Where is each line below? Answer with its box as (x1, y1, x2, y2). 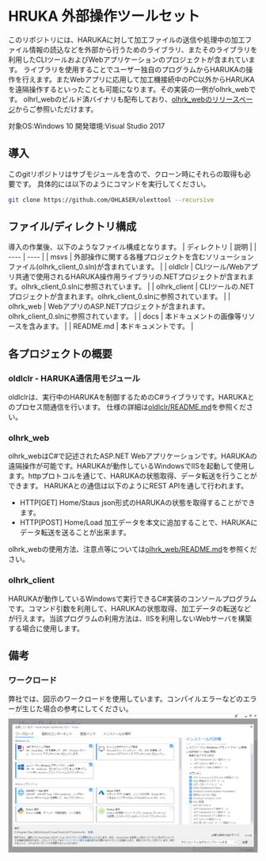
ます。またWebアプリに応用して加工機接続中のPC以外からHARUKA (35, 75, 255, 84)
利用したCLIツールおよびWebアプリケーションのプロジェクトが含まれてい (8, 55, 249, 64)
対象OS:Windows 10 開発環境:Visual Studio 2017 (8, 121, 165, 131)
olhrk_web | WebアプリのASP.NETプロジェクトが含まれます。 (8, 302, 210, 312)
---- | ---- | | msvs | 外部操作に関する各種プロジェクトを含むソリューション (8, 252, 255, 262)
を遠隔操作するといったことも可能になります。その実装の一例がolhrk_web (8, 84, 249, 94)
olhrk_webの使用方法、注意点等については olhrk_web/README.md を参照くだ (8, 545, 257, 554)
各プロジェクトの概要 (8, 346, 112, 361)
